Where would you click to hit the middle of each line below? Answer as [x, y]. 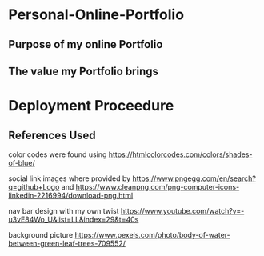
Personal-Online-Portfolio [96, 15]
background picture [41, 234]
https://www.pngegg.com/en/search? [194, 178]
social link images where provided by [70, 178]
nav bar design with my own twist [64, 210]
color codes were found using [58, 154]
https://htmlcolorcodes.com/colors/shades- [180, 154]
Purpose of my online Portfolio [86, 44]
